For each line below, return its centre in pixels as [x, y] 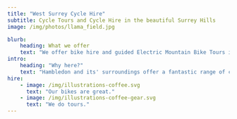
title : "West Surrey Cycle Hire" [56, 14]
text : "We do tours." [58, 105]
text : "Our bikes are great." [70, 92]
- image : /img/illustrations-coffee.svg [80, 85]
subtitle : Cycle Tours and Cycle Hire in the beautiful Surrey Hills [112, 20]
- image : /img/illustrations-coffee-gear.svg [88, 98]
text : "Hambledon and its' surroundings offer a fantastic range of [123, 72]
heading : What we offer [55, 46]
